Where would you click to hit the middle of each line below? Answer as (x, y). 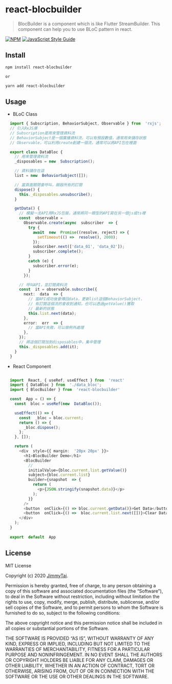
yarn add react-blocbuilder (35, 86)
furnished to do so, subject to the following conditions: (63, 613)
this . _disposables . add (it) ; (49, 347)
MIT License (18, 565)
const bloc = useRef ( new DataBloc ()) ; (58, 404)
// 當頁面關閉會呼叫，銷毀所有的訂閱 (49, 185)
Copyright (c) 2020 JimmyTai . (37, 575)
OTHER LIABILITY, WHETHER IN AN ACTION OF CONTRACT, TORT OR (80, 665)
